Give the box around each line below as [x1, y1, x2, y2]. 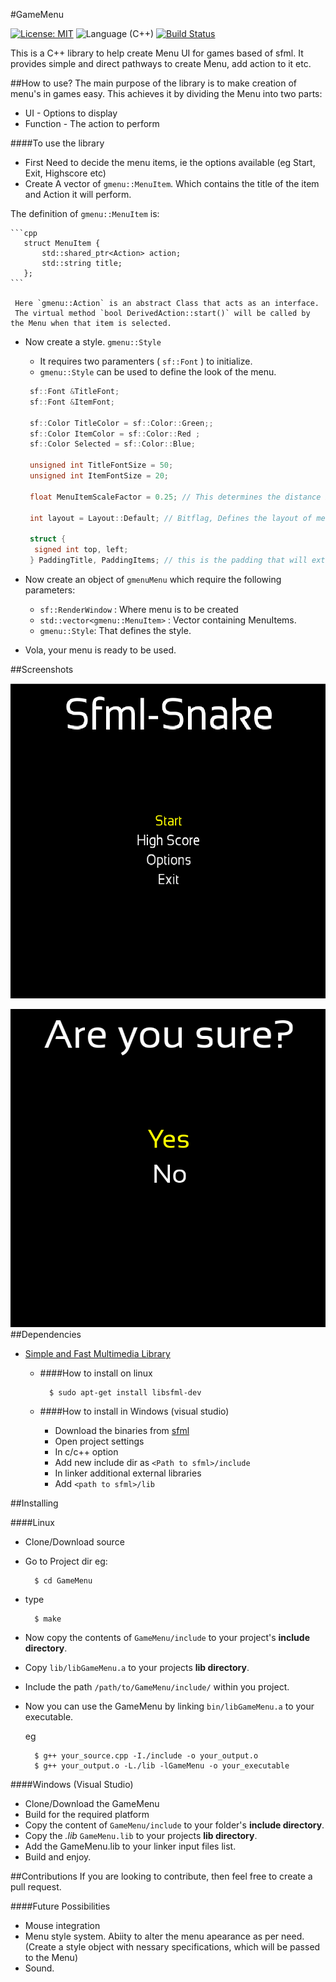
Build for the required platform [24, 1808, 150, 1820]
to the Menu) [24, 1951, 78, 1963]
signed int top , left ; [34, 545, 129, 555]
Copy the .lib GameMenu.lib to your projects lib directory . [24, 1829, 258, 1841]
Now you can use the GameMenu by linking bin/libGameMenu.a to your [24, 1700, 315, 1712]
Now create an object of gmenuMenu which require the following [24, 573, 282, 585]
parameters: [24, 584, 76, 596]
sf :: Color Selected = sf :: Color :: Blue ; [29, 439, 196, 449]
